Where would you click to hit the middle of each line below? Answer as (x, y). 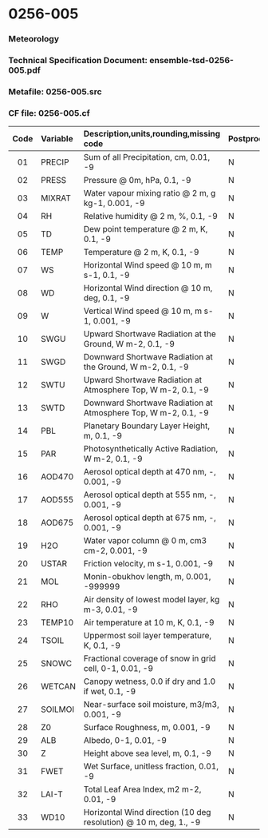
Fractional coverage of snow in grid (150, 658)
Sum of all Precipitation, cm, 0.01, (147, 157)
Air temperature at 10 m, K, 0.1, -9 (149, 622)
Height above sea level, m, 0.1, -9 (147, 753)
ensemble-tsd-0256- (191, 61)
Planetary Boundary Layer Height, (147, 426)
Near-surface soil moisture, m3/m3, (151, 705)
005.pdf (25, 70)
